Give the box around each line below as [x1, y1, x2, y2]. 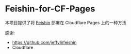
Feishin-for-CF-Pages [5, 3, 96, 14]
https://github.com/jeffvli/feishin [12, 39, 77, 45]
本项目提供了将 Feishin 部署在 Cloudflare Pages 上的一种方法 [5, 20, 127, 25]
